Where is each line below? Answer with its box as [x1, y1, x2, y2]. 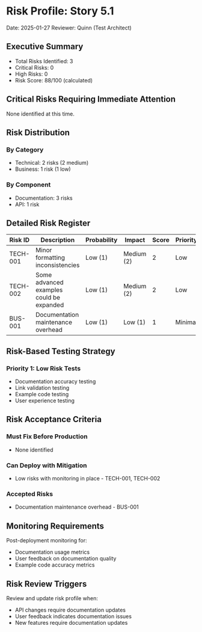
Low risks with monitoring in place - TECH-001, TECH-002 [14, 475, 161, 482]
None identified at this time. [6, 110, 75, 117]
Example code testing [14, 391, 69, 398]
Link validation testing [14, 384, 70, 391]
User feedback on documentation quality [14, 555, 117, 562]
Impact [124, 236, 145, 244]
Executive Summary [6, 41, 84, 52]
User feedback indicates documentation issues [14, 612, 132, 620]
